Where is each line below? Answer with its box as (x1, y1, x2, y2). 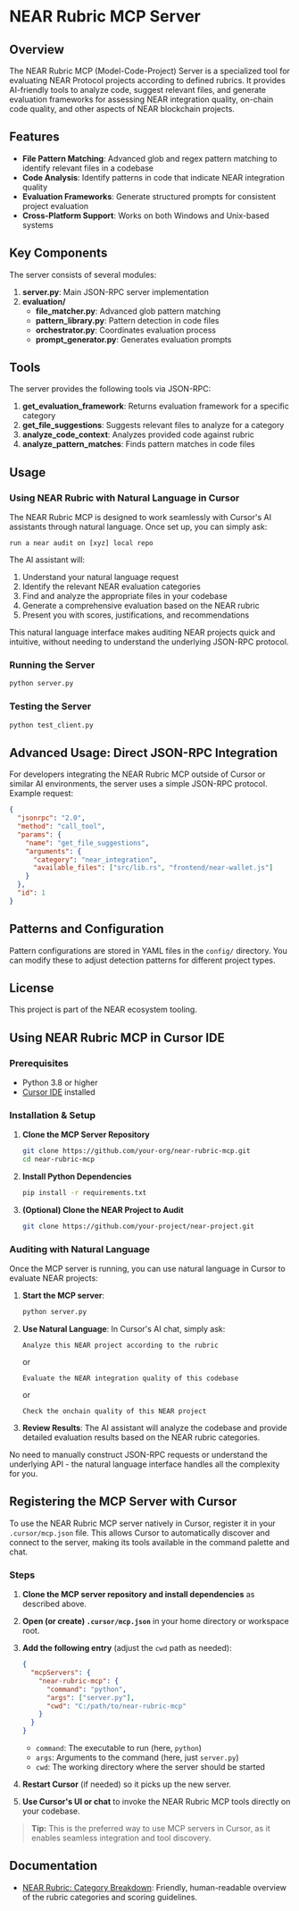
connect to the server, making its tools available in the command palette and (9, 1536, 290, 1547)
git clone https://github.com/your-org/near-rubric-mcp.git (21, 1147, 251, 1156)
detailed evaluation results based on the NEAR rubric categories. (21, 1432, 261, 1443)
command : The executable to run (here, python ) (35, 1743, 203, 1754)
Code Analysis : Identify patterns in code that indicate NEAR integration (21, 172, 286, 182)
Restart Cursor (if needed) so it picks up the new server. (21, 1779, 232, 1789)
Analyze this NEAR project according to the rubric (21, 1341, 219, 1351)
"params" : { (17, 829, 62, 839)
